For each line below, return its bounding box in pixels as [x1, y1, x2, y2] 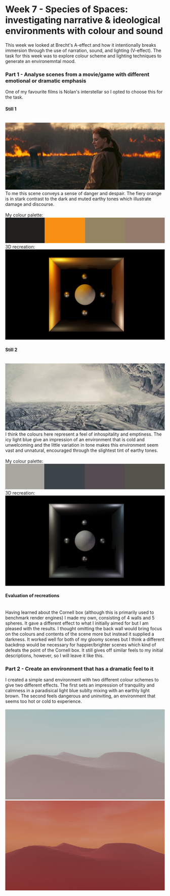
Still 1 [5, 106, 17, 112]
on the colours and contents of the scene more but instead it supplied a [5, 631, 154, 637]
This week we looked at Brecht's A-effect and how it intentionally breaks [5, 42, 156, 48]
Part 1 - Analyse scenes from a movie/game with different [5, 71, 150, 78]
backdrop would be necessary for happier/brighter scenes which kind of [5, 641, 156, 647]
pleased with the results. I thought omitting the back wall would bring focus [5, 625, 162, 631]
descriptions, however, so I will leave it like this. [5, 652, 104, 659]
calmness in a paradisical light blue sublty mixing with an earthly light [5, 688, 150, 694]
